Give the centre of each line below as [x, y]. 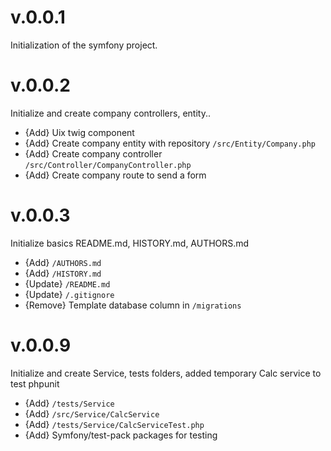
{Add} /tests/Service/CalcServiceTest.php [114, 424]
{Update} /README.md [67, 283]
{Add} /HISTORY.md [63, 273]
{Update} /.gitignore [69, 294]
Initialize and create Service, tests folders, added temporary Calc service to [166, 373]
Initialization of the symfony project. [84, 45]
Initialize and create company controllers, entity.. [110, 113]
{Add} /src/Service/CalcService [92, 413]
